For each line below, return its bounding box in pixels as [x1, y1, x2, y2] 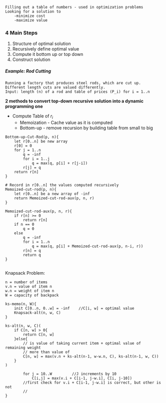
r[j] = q [23, 165, 41, 170]
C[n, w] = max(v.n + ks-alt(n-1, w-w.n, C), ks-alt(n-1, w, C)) [23, 354, 159, 359]
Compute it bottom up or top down [12, 51, 83, 57]
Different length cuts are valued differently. [5, 85, 106, 90]
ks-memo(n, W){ [5, 302, 37, 307]
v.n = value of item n [5, 284, 52, 289]
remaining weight [5, 345, 41, 351]
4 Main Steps [5, 29, 38, 36]
